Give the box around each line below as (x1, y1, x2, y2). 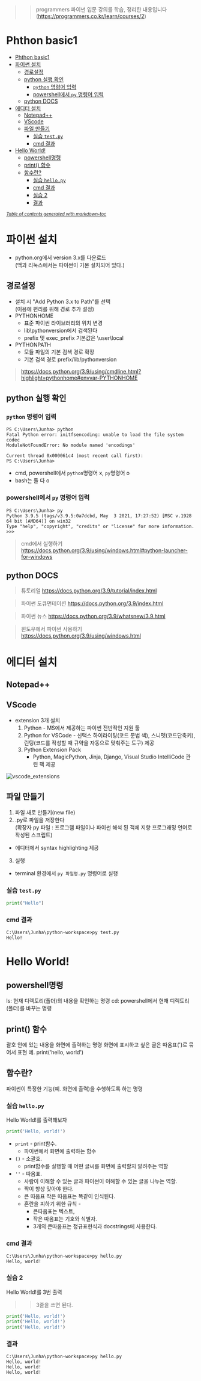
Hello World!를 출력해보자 (6, 1116, 67, 1124)
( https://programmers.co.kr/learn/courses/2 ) (35, 13, 147, 20)
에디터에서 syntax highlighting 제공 (14, 844, 99, 851)
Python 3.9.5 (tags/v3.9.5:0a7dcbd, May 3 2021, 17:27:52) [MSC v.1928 (6, 512, 192, 519)
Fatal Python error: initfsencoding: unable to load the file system (6, 432, 184, 438)
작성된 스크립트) (14, 831, 53, 838)
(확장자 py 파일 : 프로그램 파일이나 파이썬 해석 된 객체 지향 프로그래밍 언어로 (14, 823, 193, 831)
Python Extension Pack (23, 746, 82, 753)
